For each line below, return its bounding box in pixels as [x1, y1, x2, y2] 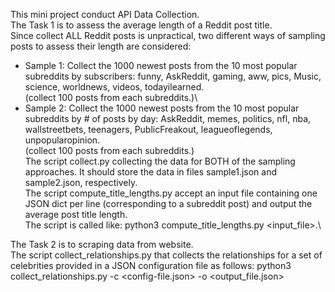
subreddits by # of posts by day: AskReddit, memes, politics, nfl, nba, [24, 113, 312, 124]
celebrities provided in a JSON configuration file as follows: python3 [10, 260, 292, 271]
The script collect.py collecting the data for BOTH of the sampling [24, 155, 296, 167]
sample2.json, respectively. [24, 177, 138, 188]
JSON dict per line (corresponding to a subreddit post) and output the [24, 198, 313, 209]
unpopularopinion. [24, 134, 101, 146]
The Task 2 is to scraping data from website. [10, 239, 194, 250]
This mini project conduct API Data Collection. [10, 9, 200, 20]
